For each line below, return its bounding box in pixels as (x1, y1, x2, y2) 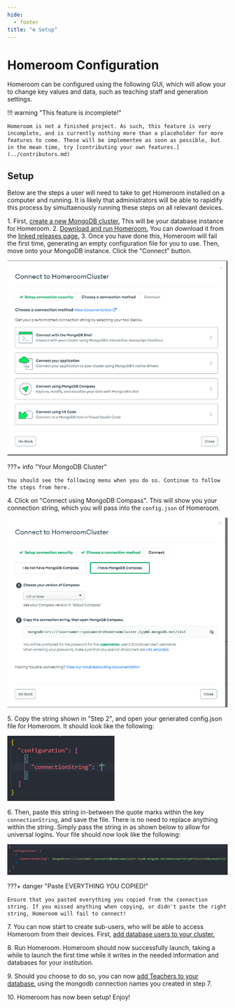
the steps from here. (7, 483, 71, 491)
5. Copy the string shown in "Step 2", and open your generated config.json (7, 714, 222, 723)
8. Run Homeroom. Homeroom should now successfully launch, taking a (7, 944, 215, 952)
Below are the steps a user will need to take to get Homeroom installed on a (7, 189, 225, 197)
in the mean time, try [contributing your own (7, 144, 145, 151)
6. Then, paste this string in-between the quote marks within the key (7, 808, 204, 816)
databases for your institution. (7, 958, 94, 967)
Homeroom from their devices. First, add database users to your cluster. (7, 930, 215, 939)
